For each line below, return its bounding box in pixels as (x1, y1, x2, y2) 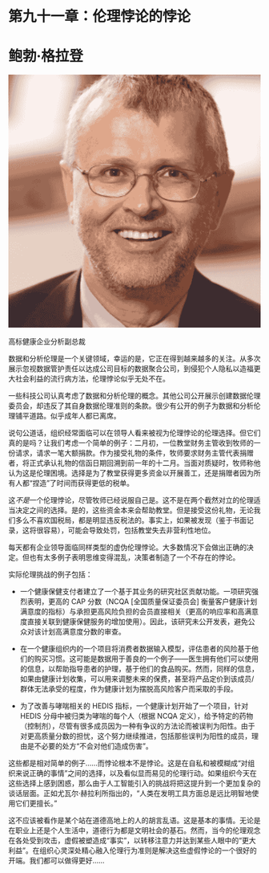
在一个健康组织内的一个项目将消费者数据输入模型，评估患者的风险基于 (19, 644, 252, 654)
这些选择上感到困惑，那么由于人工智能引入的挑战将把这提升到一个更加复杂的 (8, 778, 261, 788)
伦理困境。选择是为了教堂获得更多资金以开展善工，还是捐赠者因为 (35, 468, 254, 478)
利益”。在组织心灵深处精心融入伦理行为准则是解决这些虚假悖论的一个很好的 (8, 846, 258, 855)
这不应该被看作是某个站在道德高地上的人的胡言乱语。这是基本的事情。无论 (8, 816, 254, 826)
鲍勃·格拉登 (8, 47, 84, 65)
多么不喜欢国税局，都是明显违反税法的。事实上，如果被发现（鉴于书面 (14, 516, 247, 525)
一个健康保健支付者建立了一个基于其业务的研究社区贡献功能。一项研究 (19, 587, 252, 597)
